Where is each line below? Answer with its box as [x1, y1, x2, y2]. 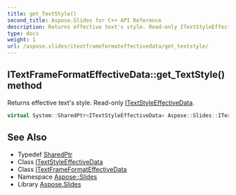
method [7, 80, 42, 92]
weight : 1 [7, 36, 37, 43]
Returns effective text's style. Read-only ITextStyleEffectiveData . [7, 98, 195, 107]
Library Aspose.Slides [17, 180, 81, 188]
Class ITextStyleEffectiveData [17, 157, 103, 166]
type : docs [7, 29, 39, 37]
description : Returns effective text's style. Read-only [7, 23, 178, 30]
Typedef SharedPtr [17, 150, 73, 159]
